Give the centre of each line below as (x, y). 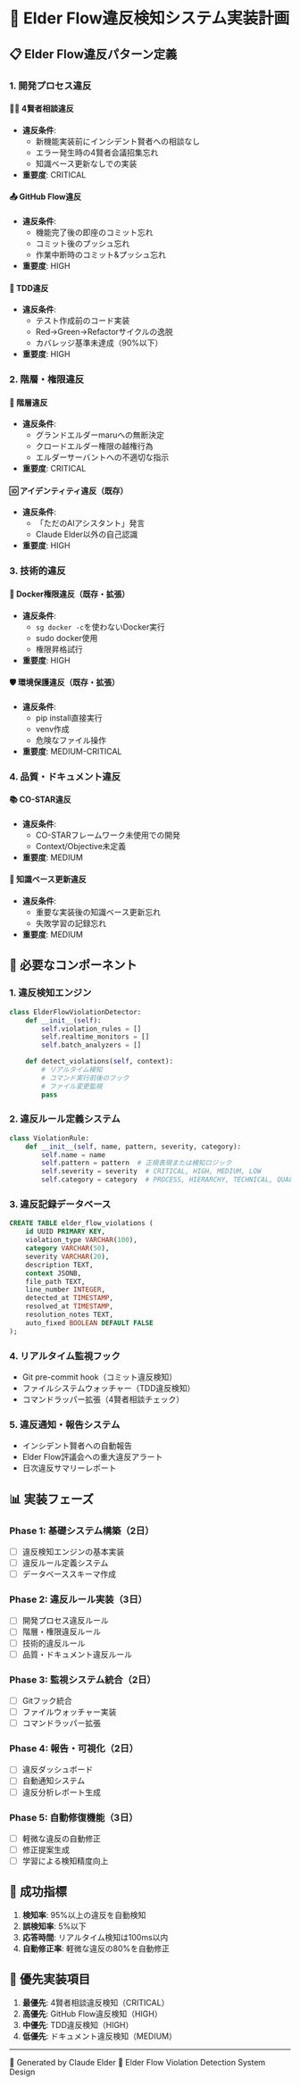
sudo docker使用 (67, 638)
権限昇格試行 (59, 649)
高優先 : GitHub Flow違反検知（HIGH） (92, 2014)
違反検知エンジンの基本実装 (73, 1551)
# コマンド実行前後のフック (85, 1078)
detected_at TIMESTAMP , (70, 1298)
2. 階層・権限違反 (47, 380)
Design (22, 2072)
